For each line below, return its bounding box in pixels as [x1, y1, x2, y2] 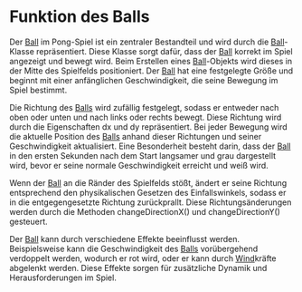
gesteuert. [9, 216, 48, 227]
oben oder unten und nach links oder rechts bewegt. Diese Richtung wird [9, 112, 282, 122]
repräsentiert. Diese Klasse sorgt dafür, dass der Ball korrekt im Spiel [35, 45, 293, 56]
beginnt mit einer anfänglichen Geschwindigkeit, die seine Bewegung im [9, 74, 278, 85]
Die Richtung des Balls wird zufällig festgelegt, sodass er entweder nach [9, 102, 279, 112]
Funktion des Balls [9, 6, 150, 27]
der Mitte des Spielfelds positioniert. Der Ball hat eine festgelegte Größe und [9, 65, 294, 76]
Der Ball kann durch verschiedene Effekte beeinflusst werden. [9, 233, 241, 244]
